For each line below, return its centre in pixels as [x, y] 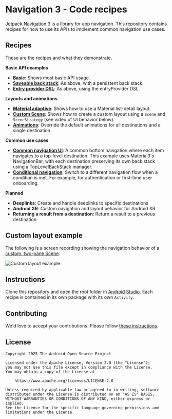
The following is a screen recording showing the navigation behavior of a [82, 248]
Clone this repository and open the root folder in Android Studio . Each [79, 292]
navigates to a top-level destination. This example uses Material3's [83, 156]
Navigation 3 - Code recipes [66, 10]
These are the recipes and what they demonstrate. [59, 58]
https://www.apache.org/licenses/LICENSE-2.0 [64, 381]
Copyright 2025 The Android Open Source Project [58, 354]
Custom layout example [44, 236]
